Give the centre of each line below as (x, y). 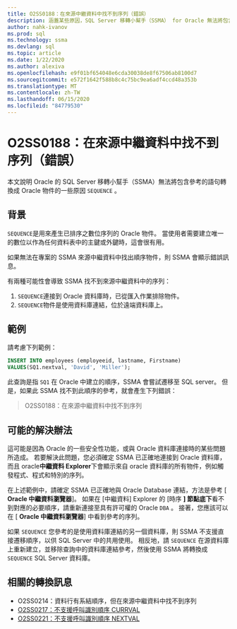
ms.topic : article (34, 54)
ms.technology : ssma (38, 40)
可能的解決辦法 (40, 430)
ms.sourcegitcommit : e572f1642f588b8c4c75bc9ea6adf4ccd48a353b (102, 80)
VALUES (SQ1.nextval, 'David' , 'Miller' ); (69, 368)
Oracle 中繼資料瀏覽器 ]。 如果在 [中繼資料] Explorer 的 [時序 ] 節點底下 (110, 499)
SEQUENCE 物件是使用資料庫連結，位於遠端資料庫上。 (92, 305)
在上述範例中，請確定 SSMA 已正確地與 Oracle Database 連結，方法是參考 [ (117, 490)
